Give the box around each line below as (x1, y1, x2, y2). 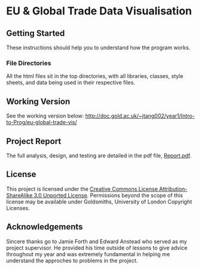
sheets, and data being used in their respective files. (6, 79, 136, 86)
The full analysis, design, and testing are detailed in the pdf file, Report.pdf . (6, 152, 192, 159)
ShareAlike (6, 191, 33, 199)
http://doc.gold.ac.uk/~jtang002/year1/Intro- (85, 112, 195, 119)
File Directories (6, 59, 51, 67)
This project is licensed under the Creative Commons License (6, 185, 159, 193)
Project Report (6, 136, 62, 146)
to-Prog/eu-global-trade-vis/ (6, 119, 77, 126)
